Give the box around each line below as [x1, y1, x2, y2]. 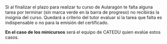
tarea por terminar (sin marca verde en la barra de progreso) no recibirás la [5, 9, 160, 15]
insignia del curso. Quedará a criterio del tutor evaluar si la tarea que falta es [5, 15, 163, 20]
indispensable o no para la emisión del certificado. [5, 20, 109, 25]
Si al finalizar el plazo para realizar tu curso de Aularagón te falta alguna [5, 4, 153, 10]
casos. [5, 34, 19, 40]
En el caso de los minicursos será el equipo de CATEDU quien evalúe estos [5, 29, 161, 35]
